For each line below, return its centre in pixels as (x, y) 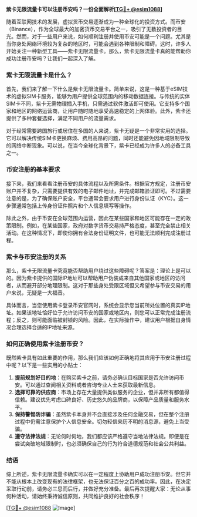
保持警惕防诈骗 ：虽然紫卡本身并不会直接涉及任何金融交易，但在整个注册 (102, 414)
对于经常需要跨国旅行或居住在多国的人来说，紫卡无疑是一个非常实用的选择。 (98, 131)
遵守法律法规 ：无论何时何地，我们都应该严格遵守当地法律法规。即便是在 (102, 437)
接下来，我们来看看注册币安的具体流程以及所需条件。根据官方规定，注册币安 (98, 183)
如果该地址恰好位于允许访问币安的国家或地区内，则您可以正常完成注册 (101, 312)
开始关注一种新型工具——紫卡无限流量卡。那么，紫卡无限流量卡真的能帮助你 (98, 51)
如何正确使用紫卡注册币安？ (45, 344)
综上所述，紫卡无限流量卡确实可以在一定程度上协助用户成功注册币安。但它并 (98, 474)
